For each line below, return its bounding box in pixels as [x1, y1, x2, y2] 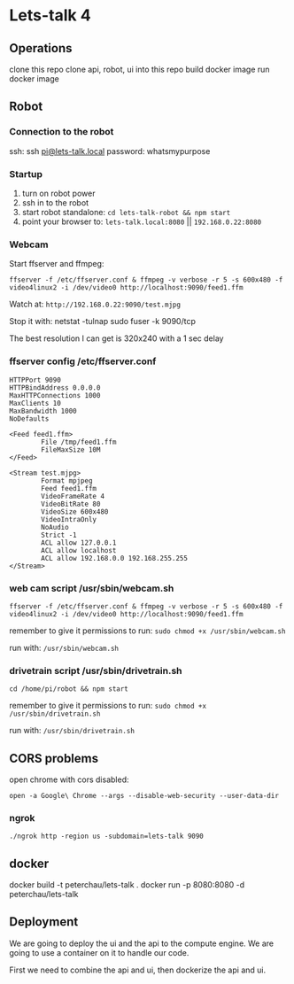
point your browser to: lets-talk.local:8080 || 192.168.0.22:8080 [21, 216, 262, 227]
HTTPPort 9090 [9, 376, 62, 384]
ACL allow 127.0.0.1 [41, 538, 117, 547]
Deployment [9, 914, 79, 930]
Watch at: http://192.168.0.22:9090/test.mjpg [9, 298, 182, 310]
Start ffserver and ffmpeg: [9, 259, 104, 269]
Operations [9, 41, 73, 56]
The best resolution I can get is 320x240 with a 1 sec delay [9, 333, 224, 344]
